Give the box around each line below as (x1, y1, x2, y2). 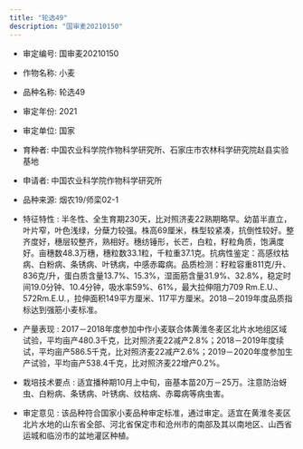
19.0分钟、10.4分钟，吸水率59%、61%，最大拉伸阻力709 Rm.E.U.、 (30, 281, 283, 292)
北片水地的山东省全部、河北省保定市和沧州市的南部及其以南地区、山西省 (22, 418, 292, 429)
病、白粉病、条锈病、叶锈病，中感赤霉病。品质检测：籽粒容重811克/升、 (22, 259, 291, 269)
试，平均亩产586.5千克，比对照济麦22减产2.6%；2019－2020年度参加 (22, 346, 286, 356)
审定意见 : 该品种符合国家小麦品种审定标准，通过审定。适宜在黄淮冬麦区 (22, 407, 291, 418)
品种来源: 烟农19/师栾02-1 (22, 194, 119, 205)
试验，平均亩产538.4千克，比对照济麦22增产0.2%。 (30, 357, 225, 368)
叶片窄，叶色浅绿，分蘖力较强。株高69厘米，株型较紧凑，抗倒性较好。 (22, 224, 287, 236)
